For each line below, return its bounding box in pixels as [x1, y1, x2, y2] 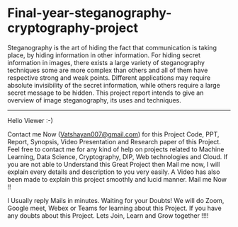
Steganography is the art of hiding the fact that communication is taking [7, 43, 217, 52]
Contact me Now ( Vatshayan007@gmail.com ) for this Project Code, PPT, [7, 129, 220, 139]
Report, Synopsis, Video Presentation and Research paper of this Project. [7, 137, 221, 146]
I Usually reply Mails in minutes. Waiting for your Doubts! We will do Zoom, [7, 196, 225, 204]
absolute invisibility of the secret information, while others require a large [7, 81, 221, 89]
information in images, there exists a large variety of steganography [7, 58, 205, 66]
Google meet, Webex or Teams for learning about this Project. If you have [7, 204, 222, 212]
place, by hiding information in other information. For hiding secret [7, 51, 200, 59]
